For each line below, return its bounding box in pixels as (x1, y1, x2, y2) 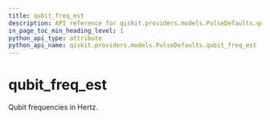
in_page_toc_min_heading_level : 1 (8, 26, 125, 34)
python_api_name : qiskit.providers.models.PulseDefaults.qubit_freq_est (8, 42, 257, 50)
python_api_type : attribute (8, 34, 103, 42)
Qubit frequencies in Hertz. (8, 102, 99, 112)
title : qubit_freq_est (8, 11, 84, 20)
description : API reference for (8, 19, 117, 27)
